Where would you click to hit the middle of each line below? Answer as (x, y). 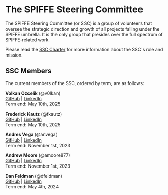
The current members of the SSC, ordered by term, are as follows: (75, 83)
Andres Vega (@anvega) (31, 134)
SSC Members (29, 71)
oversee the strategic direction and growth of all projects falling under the (82, 29)
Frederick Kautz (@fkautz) (34, 114)
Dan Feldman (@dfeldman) (34, 176)
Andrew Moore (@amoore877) (38, 155)
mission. (14, 55)
